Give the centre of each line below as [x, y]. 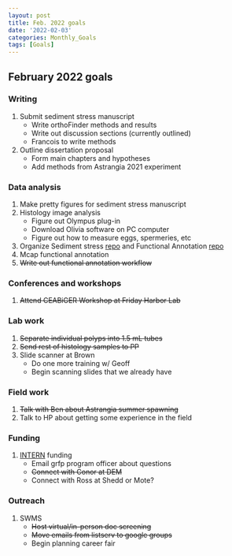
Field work [29, 392]
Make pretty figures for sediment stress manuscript [103, 204]
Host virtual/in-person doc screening [91, 526]
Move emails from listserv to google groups [102, 535]
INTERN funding [46, 455]
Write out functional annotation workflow [86, 263]
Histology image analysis [60, 213]
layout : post [29, 15]
